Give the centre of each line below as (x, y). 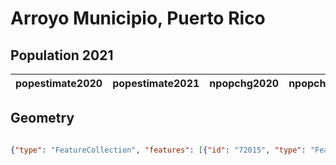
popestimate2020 (59, 83)
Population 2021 (62, 55)
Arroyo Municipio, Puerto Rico (138, 18)
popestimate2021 (156, 83)
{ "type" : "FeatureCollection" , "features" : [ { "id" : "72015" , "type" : (158, 150)
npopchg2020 (244, 83)
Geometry (42, 118)
